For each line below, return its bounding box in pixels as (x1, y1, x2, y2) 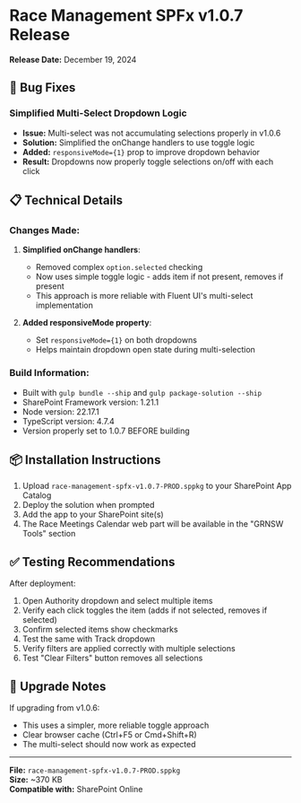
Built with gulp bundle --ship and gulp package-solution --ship (21, 387, 262, 397)
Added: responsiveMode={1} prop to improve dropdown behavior (21, 146, 261, 157)
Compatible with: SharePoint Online (9, 784, 143, 795)
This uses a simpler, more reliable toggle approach (21, 720, 210, 731)
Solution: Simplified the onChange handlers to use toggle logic (21, 136, 255, 148)
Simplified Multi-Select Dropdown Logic (9, 107, 187, 119)
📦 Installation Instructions (9, 452, 161, 467)
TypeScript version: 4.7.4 (21, 415, 115, 426)
